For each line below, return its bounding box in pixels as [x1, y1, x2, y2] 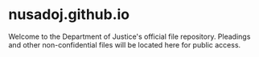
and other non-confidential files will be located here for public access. [8, 40, 241, 49]
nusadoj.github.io [8, 6, 130, 24]
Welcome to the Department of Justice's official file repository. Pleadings [8, 32, 251, 41]
